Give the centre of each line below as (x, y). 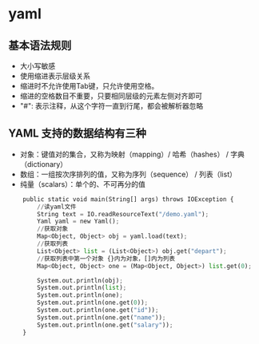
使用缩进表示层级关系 (55, 76)
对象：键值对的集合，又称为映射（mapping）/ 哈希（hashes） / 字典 (132, 154)
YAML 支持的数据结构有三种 (77, 134)
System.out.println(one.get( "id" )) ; (98, 310)
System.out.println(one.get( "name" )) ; (102, 317)
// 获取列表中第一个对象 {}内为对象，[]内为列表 (106, 259)
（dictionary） (44, 164)
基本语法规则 (40, 45)
